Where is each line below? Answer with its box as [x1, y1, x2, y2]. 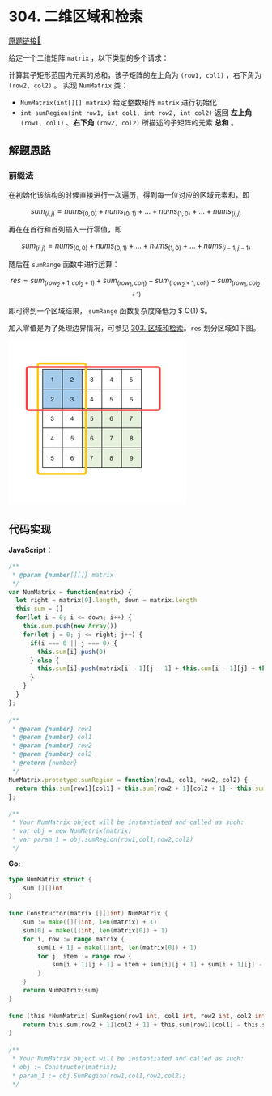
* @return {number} [11, 758, 79, 767]
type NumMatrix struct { [8, 875, 92, 883]
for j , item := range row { [37, 952, 132, 960]
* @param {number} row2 [11, 741, 92, 750]
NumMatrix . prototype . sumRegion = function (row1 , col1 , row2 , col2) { [8, 775, 249, 784]
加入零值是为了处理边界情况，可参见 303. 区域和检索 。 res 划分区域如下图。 [8, 323, 261, 333]
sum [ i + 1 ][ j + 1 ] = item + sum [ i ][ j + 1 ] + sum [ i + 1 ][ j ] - [51, 961, 263, 969]
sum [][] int [23, 884, 63, 892]
